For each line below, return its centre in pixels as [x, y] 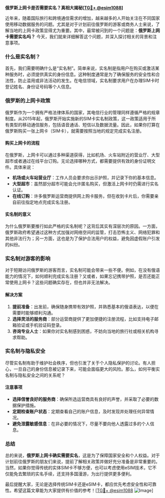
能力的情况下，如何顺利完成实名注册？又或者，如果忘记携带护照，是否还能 [80, 276]
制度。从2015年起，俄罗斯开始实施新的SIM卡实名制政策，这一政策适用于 [78, 118]
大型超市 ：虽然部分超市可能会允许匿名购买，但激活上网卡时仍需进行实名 [85, 183]
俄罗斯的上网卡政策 [28, 101]
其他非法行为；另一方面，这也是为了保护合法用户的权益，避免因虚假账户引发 [82, 238]
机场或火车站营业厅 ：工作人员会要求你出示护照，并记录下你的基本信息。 [85, 177]
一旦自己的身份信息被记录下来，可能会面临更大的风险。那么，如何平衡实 [87, 369]
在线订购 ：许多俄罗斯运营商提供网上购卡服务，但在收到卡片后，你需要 [83, 196]
